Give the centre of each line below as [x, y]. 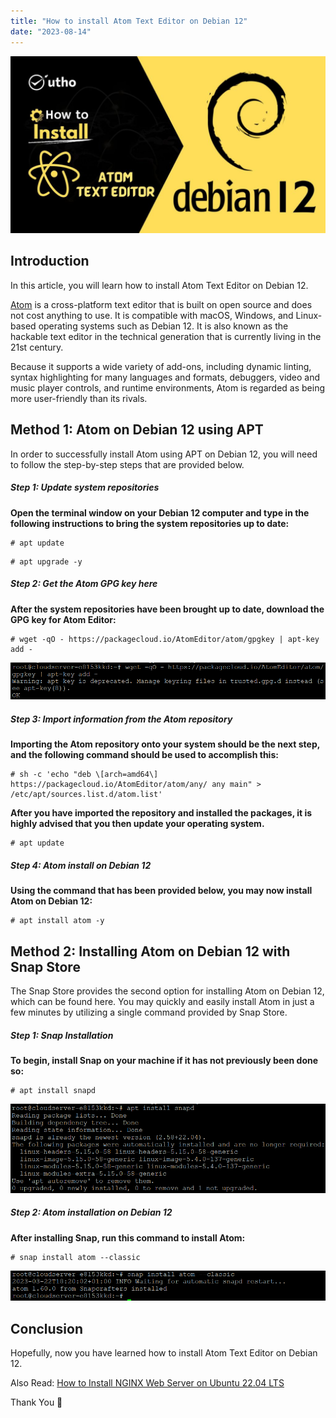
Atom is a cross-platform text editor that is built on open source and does [161, 304]
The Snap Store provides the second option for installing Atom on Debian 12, [167, 991]
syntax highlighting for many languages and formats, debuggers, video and [165, 377]
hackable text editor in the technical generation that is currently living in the [166, 336]
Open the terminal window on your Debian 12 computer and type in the [160, 512]
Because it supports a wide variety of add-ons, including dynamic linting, [161, 366]
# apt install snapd [53, 1091]
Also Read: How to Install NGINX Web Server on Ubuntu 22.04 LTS [147, 1383]
